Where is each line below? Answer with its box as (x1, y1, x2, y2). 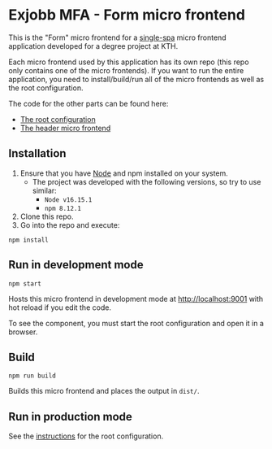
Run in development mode (8, 258, 144, 272)
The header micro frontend (19, 123, 111, 133)
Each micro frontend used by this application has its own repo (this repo (8, 57, 249, 67)
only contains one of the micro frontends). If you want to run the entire (8, 65, 244, 75)
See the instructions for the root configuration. (8, 431, 164, 441)
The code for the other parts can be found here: (8, 98, 169, 108)
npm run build (8, 372, 57, 380)
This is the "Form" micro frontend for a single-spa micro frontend (8, 33, 227, 42)
